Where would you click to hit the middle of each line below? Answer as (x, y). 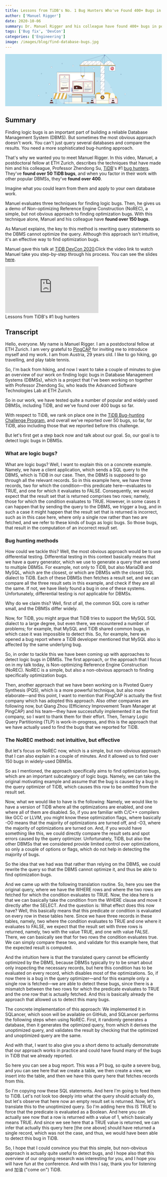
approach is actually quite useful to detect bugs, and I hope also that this (80, 1153)
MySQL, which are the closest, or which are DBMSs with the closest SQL (80, 572)
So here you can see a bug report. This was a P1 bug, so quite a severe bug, (83, 1065)
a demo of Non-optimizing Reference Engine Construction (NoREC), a (77, 208)
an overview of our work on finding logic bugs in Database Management (79, 375)
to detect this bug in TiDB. (32, 1138)
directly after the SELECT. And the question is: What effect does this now (80, 905)
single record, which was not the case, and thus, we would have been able (82, 1133)
